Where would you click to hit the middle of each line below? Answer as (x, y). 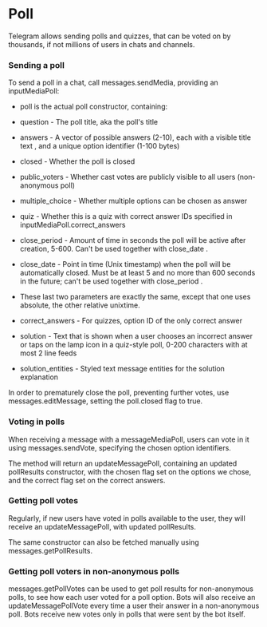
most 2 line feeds (48, 353)
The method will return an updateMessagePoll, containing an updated (123, 463)
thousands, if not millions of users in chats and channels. (102, 44)
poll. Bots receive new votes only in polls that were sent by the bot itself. (127, 614)
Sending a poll (37, 65)
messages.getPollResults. (51, 550)
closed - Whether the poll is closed (77, 161)
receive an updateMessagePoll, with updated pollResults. (102, 526)
